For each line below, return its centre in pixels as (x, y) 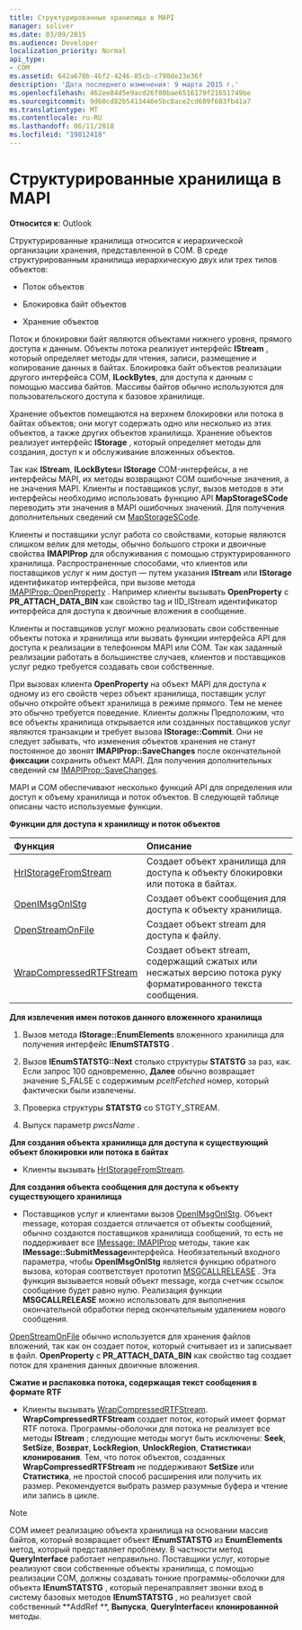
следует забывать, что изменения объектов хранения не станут (133, 741)
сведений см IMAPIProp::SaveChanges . (84, 770)
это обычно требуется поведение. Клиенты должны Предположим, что (147, 712)
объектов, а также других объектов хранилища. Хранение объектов (141, 432)
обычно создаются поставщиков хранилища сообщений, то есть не (153, 1233)
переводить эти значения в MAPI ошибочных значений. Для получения (147, 507)
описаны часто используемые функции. (86, 806)
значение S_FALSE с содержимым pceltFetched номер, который (146, 1081)
